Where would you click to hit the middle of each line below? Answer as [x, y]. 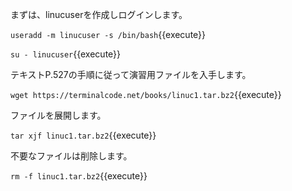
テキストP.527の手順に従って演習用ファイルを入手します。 [131, 74]
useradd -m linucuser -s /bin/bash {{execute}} [108, 34]
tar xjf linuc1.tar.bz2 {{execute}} [83, 135]
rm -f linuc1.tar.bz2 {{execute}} [79, 176]
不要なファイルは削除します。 [71, 156]
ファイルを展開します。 [58, 115]
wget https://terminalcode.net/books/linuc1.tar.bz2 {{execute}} [146, 94]
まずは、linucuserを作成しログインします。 [99, 14]
